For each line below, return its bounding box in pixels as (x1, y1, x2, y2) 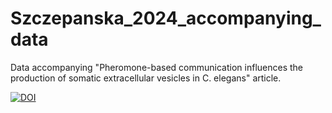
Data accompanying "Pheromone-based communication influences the (10, 61, 304, 73)
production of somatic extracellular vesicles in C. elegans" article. (10, 72, 282, 84)
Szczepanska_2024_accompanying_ (10, 7, 322, 30)
